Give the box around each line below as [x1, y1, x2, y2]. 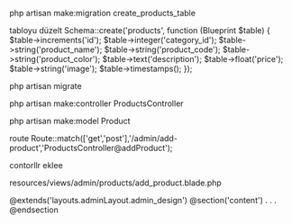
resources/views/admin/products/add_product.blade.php [9, 177, 223, 188]
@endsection [9, 204, 59, 215]
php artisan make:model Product [9, 116, 131, 126]
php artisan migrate [9, 81, 83, 91]
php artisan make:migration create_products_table [9, 8, 196, 18]
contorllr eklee [9, 160, 63, 170]
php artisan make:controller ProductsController [9, 98, 184, 109]
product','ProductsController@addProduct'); [9, 143, 173, 153]
